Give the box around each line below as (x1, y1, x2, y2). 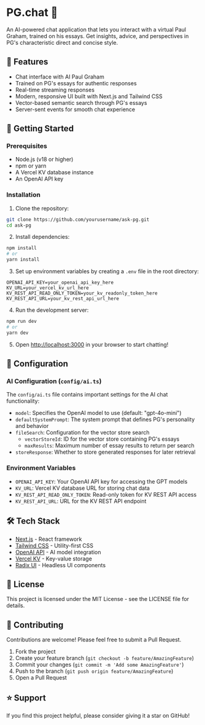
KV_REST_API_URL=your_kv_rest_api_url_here (6, 296, 120, 302)
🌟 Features (6, 56, 48, 67)
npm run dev (6, 319, 37, 325)
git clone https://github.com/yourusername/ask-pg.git (6, 216, 150, 223)
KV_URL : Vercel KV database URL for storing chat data (15, 484, 150, 492)
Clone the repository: (15, 204, 69, 212)
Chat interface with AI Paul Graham (15, 73, 104, 80)
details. (6, 602, 25, 610)
